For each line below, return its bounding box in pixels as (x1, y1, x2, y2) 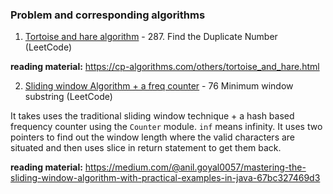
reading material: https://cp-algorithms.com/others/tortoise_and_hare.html (10, 61, 320, 73)
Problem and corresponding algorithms (10, 8, 206, 22)
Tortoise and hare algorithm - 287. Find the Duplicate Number (24, 31, 278, 43)
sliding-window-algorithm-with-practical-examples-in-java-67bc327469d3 (10, 172, 321, 184)
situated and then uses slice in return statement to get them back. (10, 142, 282, 154)
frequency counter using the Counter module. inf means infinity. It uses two (10, 121, 323, 133)
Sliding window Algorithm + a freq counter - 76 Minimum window (24, 80, 294, 92)
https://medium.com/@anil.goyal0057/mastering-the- (84, 161, 307, 173)
